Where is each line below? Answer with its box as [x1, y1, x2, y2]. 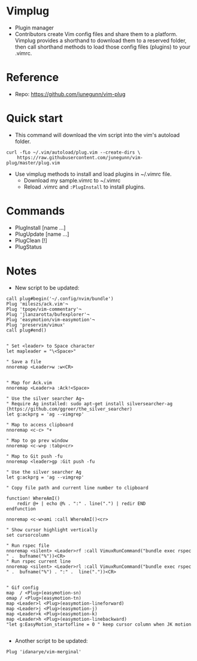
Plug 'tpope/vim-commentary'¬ [6, 306, 82, 312]
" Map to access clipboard [6, 421, 74, 427]
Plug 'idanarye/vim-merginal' [6, 648, 82, 655]
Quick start [6, 112, 63, 125]
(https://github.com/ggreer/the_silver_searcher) [6, 406, 133, 412]
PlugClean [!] [14, 237, 48, 244]
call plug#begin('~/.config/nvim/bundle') [6, 295, 114, 301]
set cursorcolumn [6, 532, 50, 538]
